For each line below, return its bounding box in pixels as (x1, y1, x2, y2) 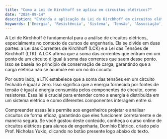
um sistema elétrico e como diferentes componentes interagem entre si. (5, 98, 153, 104)
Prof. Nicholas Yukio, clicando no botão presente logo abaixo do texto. (5, 128, 150, 135)
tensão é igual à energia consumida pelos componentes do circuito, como (5, 87, 157, 93)
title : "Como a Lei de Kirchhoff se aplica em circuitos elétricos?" (5, 7, 153, 12)
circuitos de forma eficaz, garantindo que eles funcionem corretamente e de (5, 113, 162, 119)
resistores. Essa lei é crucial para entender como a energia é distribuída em (5, 92, 160, 98)
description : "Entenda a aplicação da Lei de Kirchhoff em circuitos (5, 16, 153, 21)
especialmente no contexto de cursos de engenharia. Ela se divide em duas (5, 40, 161, 46)
